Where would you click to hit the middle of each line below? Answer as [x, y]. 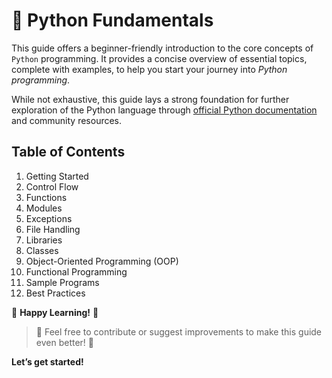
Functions [46, 197]
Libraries [44, 240]
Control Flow [52, 186]
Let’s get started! [47, 361]
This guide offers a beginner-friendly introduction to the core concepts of [162, 48]
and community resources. [67, 120]
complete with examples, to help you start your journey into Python [149, 69]
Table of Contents [68, 152]
